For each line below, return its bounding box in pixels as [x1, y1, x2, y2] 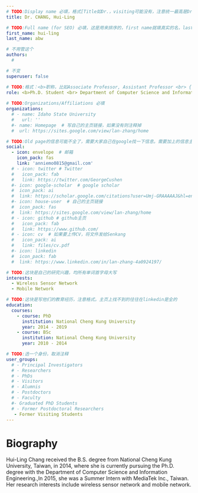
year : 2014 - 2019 [21, 324, 67, 330]
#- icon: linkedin [11, 248, 57, 254]
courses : [11, 307, 33, 313]
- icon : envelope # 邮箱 [11, 150, 74, 155]
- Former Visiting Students [14, 411, 83, 417]
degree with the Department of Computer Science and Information [6, 469, 168, 476]
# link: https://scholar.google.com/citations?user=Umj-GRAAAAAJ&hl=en [11, 193, 194, 199]
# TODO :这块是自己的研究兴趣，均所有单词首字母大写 [6, 269, 117, 276]
